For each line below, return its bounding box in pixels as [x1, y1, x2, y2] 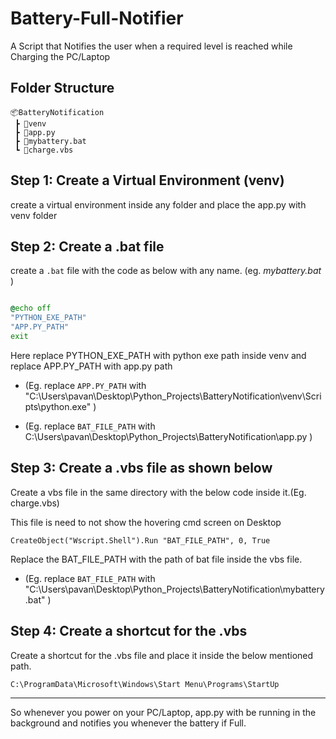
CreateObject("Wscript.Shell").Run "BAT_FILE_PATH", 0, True [10, 535, 271, 546]
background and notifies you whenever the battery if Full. [10, 717, 247, 729]
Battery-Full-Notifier [10, 7, 184, 30]
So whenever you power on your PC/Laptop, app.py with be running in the [10, 706, 317, 718]
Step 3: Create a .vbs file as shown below [10, 460, 273, 477]
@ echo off [10, 303, 52, 314]
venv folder [10, 209, 58, 221]
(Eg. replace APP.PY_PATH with [24, 379, 147, 391]
